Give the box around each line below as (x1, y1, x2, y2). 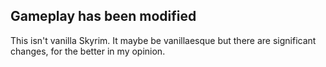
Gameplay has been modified (10, 8, 197, 25)
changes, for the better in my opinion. (10, 45, 166, 57)
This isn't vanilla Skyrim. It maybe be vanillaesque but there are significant (10, 34, 317, 46)
